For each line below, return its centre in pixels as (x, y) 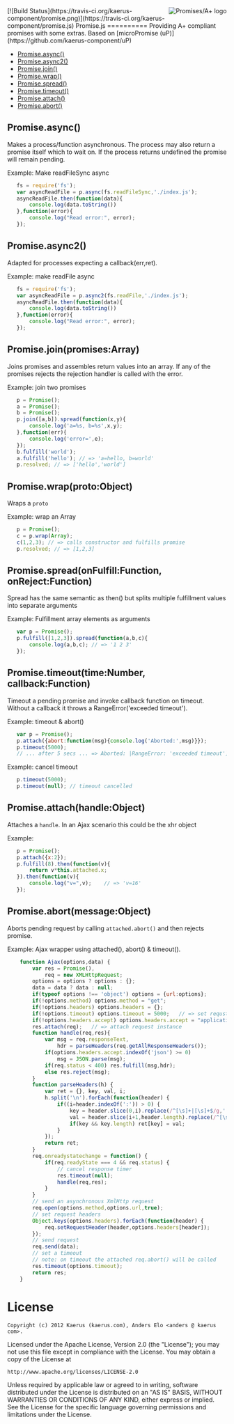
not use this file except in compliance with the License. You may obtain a (111, 1352)
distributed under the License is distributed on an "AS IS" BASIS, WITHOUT (115, 1393)
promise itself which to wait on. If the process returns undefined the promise (117, 152)
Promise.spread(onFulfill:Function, (85, 571)
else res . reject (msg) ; (77, 1072)
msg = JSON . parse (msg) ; (92, 1059)
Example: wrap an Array (42, 517)
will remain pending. (36, 159)
